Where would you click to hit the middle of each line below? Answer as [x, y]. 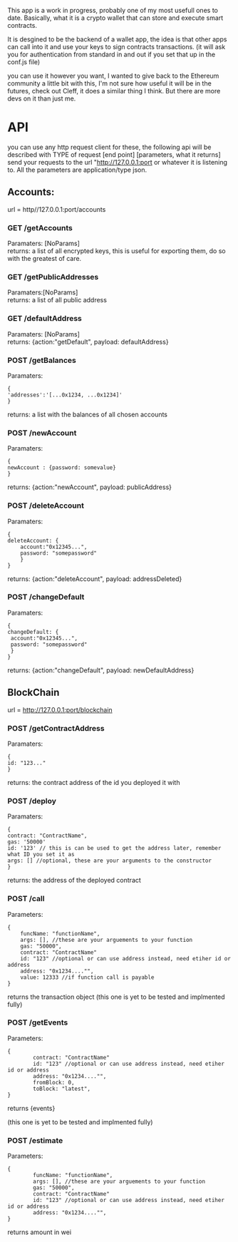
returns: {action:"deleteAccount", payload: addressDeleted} [95, 579]
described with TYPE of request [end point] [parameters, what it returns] [114, 154]
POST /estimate [35, 1140]
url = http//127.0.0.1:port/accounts [57, 209]
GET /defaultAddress [45, 319]
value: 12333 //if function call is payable [87, 977]
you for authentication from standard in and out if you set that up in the [112, 54]
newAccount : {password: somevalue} [62, 468]
